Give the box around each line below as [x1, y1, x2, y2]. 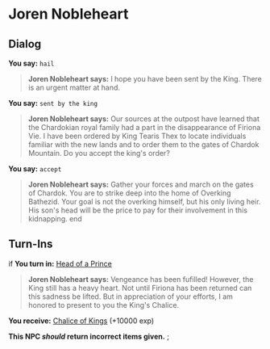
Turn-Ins [8, 238, 53, 251]
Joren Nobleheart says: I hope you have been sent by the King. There [27, 74, 262, 83]
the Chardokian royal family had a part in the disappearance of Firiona [27, 123, 261, 132]
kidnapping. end [27, 214, 82, 223]
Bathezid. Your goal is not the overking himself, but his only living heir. [27, 197, 261, 206]
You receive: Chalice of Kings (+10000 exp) [8, 316, 155, 326]
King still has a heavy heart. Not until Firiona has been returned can [27, 283, 252, 292]
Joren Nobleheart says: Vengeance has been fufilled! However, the [27, 274, 254, 284]
